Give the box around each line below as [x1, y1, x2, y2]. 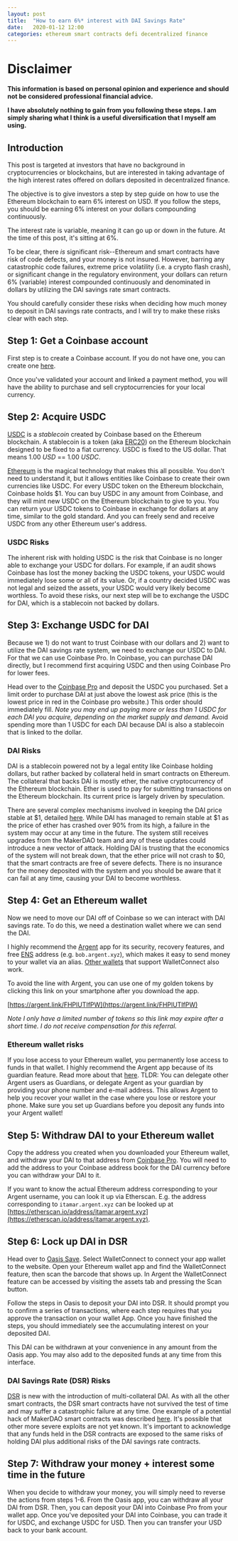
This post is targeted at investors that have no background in [7, 161, 185, 169]
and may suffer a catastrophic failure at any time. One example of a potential [7, 1407, 232, 1416]
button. [7, 1285, 28, 1293]
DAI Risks [7, 745, 41, 755]
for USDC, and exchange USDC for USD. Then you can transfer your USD [7, 1518, 222, 1527]
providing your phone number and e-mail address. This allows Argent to [7, 1086, 218, 1094]
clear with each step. [7, 314, 69, 323]
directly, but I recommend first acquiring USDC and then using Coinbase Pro [7, 660, 231, 670]
